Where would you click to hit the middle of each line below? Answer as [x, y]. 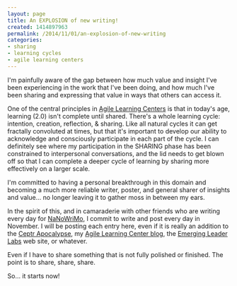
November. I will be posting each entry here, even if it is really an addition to [118, 226]
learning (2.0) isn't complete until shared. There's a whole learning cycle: [114, 116]
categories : [25, 40]
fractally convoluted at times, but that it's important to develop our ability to [117, 131]
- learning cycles [34, 54]
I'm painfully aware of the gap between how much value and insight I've [112, 80]
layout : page [27, 14]
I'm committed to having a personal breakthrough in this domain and [107, 182]
